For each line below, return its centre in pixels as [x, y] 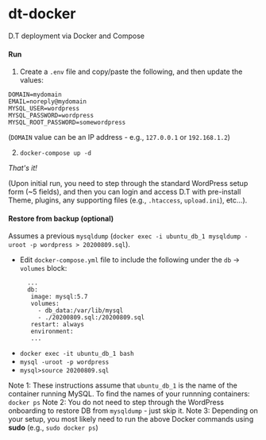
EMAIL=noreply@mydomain [48, 102]
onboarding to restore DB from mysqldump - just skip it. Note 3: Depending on [133, 411]
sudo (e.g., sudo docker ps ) [53, 428]
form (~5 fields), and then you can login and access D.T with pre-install [125, 192]
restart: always [58, 325]
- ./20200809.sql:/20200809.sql [91, 318]
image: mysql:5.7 [59, 297]
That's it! [23, 168]
